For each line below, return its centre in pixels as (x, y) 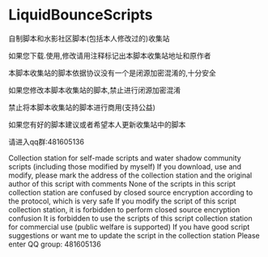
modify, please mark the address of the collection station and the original (130, 175)
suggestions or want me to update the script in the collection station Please (134, 235)
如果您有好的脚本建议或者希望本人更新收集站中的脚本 (97, 124)
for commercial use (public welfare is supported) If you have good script (129, 227)
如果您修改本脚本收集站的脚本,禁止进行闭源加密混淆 (95, 90)
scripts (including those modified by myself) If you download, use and (125, 166)
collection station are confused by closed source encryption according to (131, 192)
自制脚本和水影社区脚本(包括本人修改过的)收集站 (89, 38)
